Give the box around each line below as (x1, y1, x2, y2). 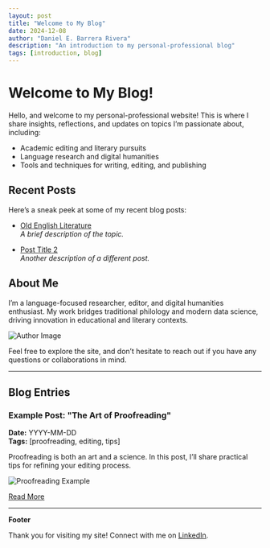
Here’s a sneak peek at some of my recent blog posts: (8, 204, 187, 214)
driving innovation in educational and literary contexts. (8, 315, 189, 324)
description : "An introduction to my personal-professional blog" (8, 42, 235, 50)
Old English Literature (19, 220, 92, 230)
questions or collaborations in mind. (8, 355, 127, 365)
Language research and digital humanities (19, 151, 159, 161)
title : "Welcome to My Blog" (8, 19, 106, 27)
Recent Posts (8, 183, 76, 197)
